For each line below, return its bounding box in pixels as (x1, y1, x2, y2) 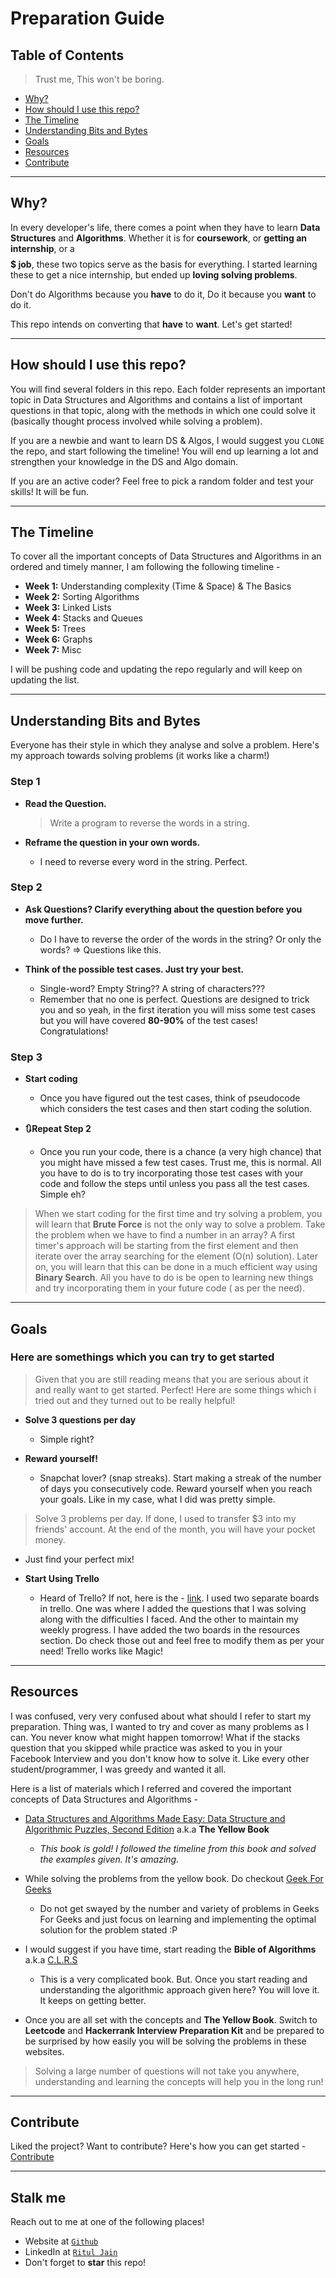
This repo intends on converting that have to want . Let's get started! (10, 318, 293, 330)
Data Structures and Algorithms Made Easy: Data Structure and (24, 1812, 286, 1824)
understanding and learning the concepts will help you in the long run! (34, 2075, 324, 2087)
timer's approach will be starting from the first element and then (34, 1240, 299, 1252)
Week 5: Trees (24, 623, 87, 635)
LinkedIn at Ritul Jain (24, 2246, 118, 2258)
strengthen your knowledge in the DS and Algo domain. (10, 455, 239, 467)
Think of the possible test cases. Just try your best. (24, 963, 244, 975)
